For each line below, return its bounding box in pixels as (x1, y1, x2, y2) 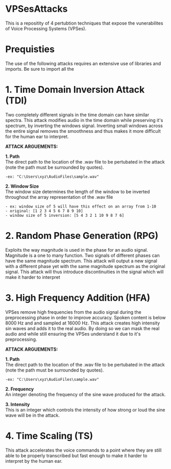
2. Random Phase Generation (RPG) (5, 230, 159, 241)
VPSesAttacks (5, 3, 68, 15)
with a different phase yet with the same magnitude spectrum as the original (5, 263, 165, 269)
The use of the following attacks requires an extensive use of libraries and (5, 60, 161, 67)
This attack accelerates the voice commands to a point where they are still (5, 447, 162, 453)
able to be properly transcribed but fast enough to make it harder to (5, 452, 148, 459)
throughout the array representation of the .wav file (5, 194, 113, 200)
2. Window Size (5, 183, 39, 189)
